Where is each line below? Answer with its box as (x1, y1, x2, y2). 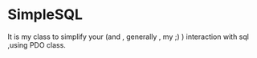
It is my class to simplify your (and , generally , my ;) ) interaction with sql (7, 32, 250, 41)
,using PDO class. (7, 40, 66, 49)
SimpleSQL (7, 6, 84, 24)
